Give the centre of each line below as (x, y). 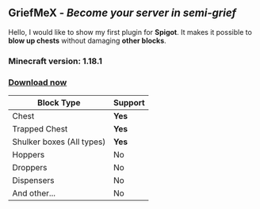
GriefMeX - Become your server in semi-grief (122, 13)
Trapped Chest (40, 129)
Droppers (30, 168)
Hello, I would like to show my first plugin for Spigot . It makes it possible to (130, 32)
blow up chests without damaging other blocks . (87, 40)
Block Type (59, 103)
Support (129, 103)
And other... (34, 193)
